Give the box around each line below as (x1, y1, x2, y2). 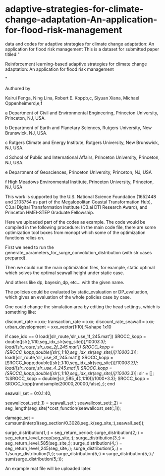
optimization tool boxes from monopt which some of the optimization (5, 229, 146, 236)
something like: (5, 309, 36, 315)
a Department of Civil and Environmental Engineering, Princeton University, (5, 110, 159, 116)
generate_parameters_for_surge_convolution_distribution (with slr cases (5, 249, 152, 255)
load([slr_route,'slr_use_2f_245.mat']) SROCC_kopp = (5, 344, 114, 350)
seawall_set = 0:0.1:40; (5, 390, 52, 396)
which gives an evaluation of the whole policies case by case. (5, 294, 131, 300)
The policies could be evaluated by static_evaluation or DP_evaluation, (5, 288, 149, 295)
